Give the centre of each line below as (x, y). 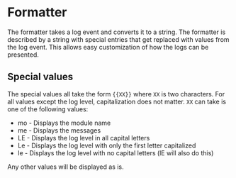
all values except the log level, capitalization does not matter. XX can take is (117, 101)
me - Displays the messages (59, 130)
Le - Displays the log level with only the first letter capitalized (107, 145)
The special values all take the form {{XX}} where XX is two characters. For (116, 94)
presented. (23, 55)
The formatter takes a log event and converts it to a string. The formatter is (117, 32)
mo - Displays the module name (64, 123)
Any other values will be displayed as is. (66, 167)
